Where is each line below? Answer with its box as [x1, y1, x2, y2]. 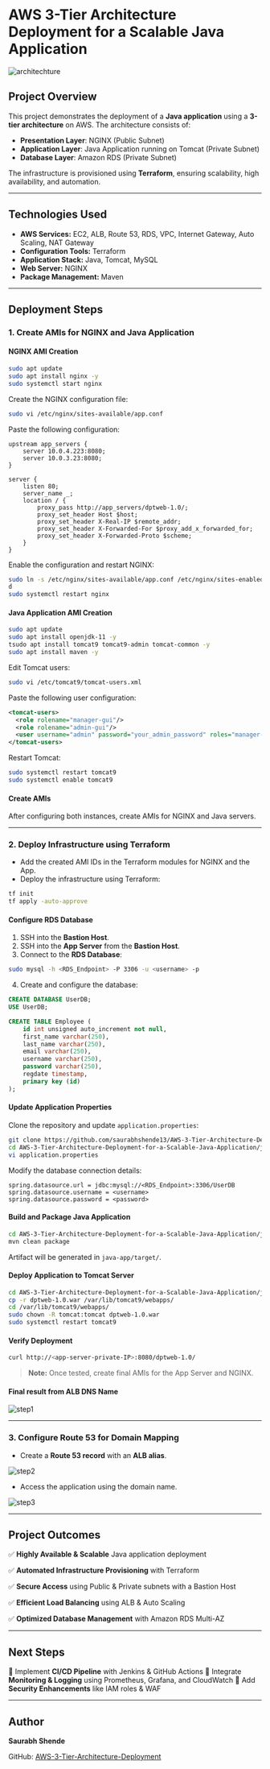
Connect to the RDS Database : [19, 950, 123, 959]
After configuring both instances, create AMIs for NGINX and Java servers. [8, 811, 256, 821]
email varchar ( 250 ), [22, 1047, 92, 1056]
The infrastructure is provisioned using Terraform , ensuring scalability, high [8, 168, 260, 178]
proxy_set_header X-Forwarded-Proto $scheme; [37, 532, 193, 540]
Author [8, 1714, 44, 1729]
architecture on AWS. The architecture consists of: [21, 119, 191, 130]
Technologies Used [8, 208, 107, 222]
